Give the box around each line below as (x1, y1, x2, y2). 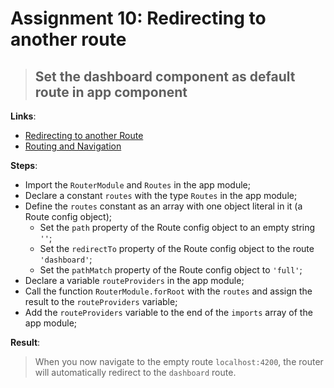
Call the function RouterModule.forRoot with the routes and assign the (24, 285, 313, 297)
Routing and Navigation (24, 140, 122, 152)
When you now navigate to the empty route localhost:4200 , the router (34, 356, 324, 367)
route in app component (34, 83, 188, 101)
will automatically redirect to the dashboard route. (34, 367, 237, 378)
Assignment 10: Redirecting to (10, 7, 267, 30)
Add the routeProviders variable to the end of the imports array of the (24, 307, 313, 318)
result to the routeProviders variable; (24, 296, 178, 307)
